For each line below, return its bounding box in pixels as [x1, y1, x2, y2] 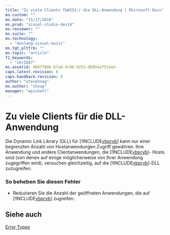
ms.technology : [5, 36, 38, 41]
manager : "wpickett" [5, 88, 50, 94]
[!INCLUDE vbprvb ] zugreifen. [12, 195, 75, 201]
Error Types [5, 224, 30, 230]
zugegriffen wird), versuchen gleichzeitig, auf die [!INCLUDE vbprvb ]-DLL [5, 160, 160, 166]
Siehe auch [5, 210, 42, 219]
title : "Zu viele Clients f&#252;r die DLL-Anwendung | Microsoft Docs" [5, 7, 164, 13]
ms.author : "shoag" [5, 83, 47, 89]
